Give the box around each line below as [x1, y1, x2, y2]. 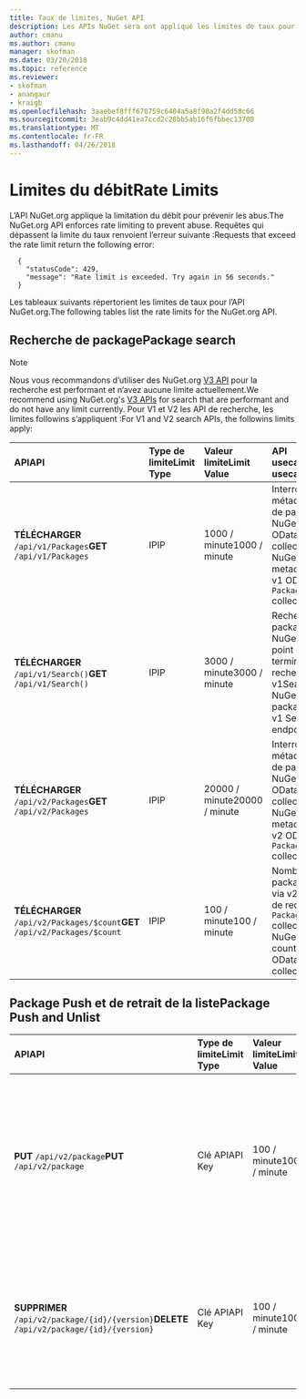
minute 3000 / [203, 666, 263, 679]
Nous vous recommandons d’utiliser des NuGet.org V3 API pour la [9, 375, 258, 386]
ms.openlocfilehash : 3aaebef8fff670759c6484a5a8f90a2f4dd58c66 [9, 107, 255, 116]
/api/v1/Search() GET [14, 667, 107, 680]
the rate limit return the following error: [9, 239, 155, 250]
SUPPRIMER [14, 1301, 68, 1314]
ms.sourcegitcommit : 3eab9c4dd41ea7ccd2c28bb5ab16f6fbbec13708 [9, 115, 255, 124]
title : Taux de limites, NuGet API [9, 13, 145, 23]
